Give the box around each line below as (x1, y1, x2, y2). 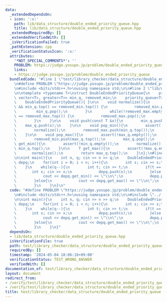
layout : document (5, 271, 41, 276)
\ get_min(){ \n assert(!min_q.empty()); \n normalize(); (14, 141, 164, 147)
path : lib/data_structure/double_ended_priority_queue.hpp (14, 21, 139, 26)
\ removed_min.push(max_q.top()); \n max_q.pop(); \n (14, 137, 155, 142)
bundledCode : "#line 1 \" (9, 77, 64, 82)
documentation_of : (5, 266, 43, 271)
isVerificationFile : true (9, 238, 64, 244)
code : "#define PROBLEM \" (9, 188, 66, 193)
